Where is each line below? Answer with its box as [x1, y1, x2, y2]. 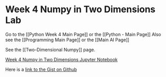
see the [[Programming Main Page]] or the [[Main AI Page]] [5, 37, 130, 43]
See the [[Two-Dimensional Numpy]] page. [5, 46, 96, 53]
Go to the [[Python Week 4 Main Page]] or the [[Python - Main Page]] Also [5, 31, 161, 37]
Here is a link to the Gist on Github [5, 66, 77, 72]
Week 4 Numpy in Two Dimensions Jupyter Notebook [5, 56, 118, 62]
